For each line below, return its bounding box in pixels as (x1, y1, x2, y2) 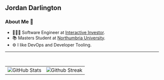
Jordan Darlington (5, 4, 62, 12)
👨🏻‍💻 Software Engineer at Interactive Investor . (12, 29, 105, 35)
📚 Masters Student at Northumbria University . (12, 35, 106, 41)
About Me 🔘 (5, 18, 34, 25)
